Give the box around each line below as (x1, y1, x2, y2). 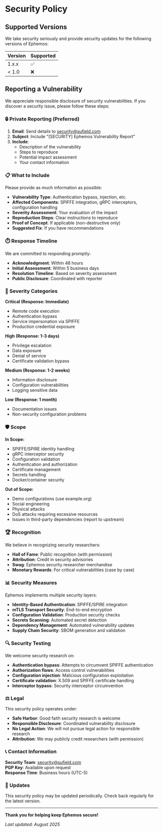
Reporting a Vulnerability (5, 85, 82, 93)
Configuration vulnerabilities (12, 382, 69, 388)
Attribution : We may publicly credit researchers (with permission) (12, 736, 144, 742)
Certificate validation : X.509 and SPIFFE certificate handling (12, 678, 134, 684)
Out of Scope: (5, 487, 34, 492)
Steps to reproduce (19, 149, 58, 155)
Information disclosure (12, 377, 57, 382)
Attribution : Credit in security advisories (12, 556, 93, 562)
